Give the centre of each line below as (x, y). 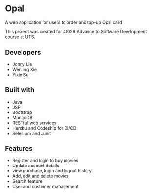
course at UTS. (20, 37)
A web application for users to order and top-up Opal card (64, 22)
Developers (23, 52)
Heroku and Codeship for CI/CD (44, 128)
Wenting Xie (24, 69)
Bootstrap (22, 112)
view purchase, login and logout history (52, 171)
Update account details (36, 166)
